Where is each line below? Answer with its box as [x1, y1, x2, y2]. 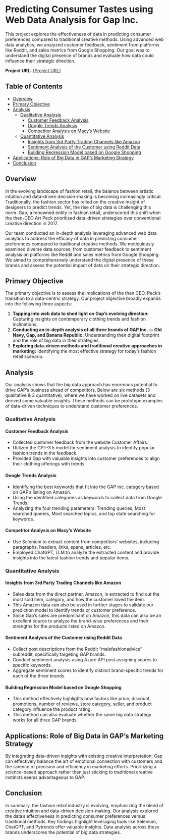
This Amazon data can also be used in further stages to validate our [12, 602, 154, 608]
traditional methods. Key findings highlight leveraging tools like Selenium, [5, 818, 157, 824]
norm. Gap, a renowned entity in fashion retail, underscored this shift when [5, 209, 161, 216]
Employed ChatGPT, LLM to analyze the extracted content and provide [12, 549, 159, 555]
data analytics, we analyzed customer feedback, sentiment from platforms [5, 41, 160, 47]
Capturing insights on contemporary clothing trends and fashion [12, 316, 146, 322]
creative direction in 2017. [5, 220, 59, 226]
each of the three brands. [12, 673, 66, 679]
